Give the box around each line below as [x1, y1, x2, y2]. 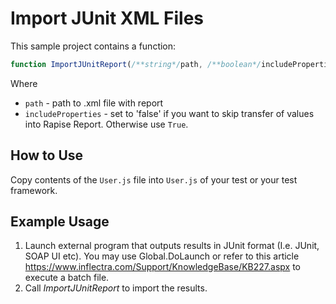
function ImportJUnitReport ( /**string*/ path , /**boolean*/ [10, 59, 262, 69]
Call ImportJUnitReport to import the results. [24, 282, 208, 294]
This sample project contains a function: [10, 40, 177, 52]
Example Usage [10, 213, 110, 231]
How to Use [10, 147, 84, 164]
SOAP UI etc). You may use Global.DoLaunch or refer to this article [24, 250, 300, 262]
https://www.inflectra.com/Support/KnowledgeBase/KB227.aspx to [24, 261, 301, 273]
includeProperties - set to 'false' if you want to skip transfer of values [24, 107, 315, 119]
